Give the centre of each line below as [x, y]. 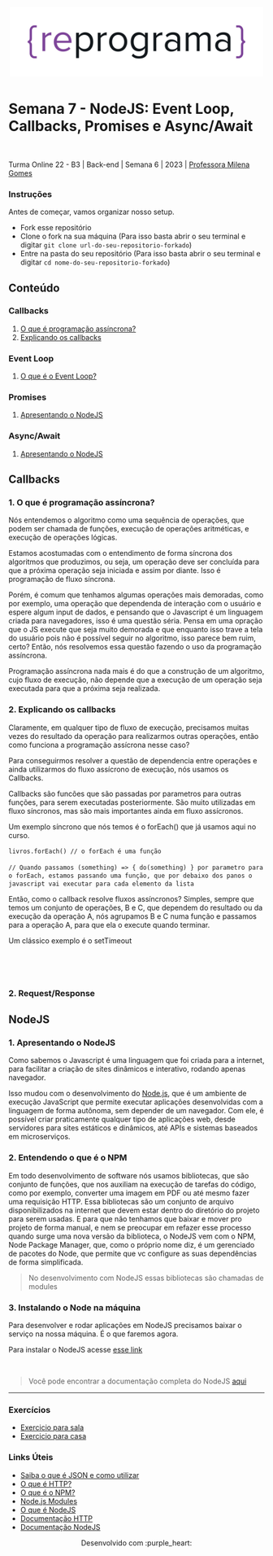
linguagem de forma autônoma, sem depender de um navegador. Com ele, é [136, 1111]
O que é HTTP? [46, 1484]
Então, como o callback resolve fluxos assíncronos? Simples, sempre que [131, 898]
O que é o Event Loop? [58, 376]
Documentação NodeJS [60, 1527]
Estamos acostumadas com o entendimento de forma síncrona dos [121, 553]
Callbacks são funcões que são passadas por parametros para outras [125, 793]
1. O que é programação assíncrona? [82, 503]
